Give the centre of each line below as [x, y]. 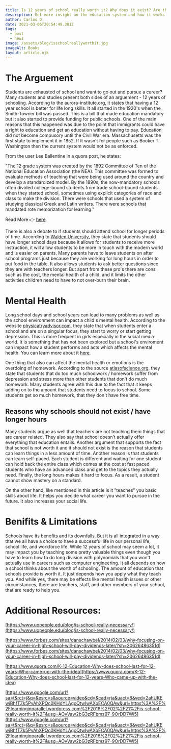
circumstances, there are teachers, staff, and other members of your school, [85, 585]
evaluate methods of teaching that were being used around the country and [84, 177]
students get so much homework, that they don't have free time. [73, 395]
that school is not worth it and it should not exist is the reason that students [84, 448]
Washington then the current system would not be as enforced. [72, 146]
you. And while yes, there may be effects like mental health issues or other [83, 579]
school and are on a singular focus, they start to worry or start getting [78, 331]
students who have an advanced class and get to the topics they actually [82, 469]
